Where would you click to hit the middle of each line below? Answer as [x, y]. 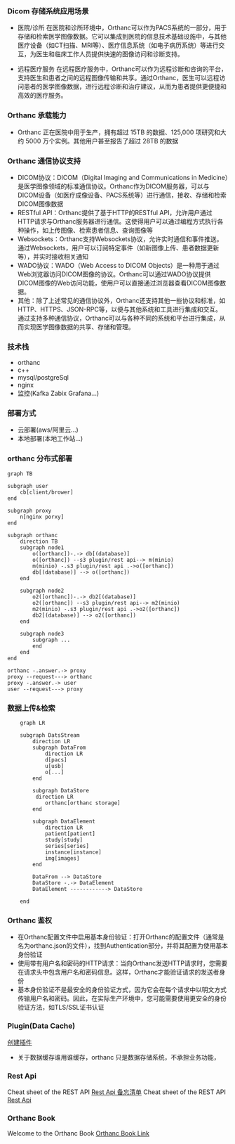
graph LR [33, 723]
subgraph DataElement [64, 822]
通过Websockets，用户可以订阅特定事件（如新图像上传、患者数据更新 [118, 248]
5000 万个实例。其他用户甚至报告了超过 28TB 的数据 [102, 141]
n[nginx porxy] [42, 517]
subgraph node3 [42, 634]
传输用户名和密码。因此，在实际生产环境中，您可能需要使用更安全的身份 [122, 998]
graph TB [20, 474]
